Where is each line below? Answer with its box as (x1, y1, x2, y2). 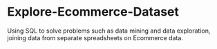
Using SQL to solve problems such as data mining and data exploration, (7, 27, 211, 35)
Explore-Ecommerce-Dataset (7, 4, 180, 20)
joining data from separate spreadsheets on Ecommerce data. (7, 33, 183, 42)
